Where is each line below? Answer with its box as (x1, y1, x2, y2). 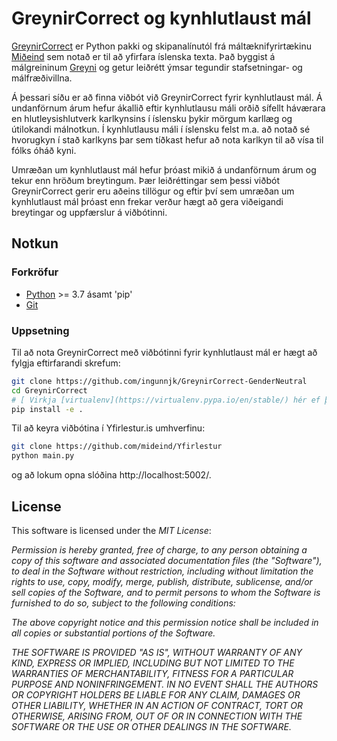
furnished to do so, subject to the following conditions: (11, 597, 236, 609)
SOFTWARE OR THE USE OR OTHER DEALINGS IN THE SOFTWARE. (11, 720, 292, 732)
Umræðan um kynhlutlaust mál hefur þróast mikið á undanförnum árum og (11, 163, 317, 176)
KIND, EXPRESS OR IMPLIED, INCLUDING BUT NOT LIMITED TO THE (11, 657, 295, 669)
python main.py (11, 451, 75, 461)
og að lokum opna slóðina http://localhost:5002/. (11, 469, 212, 481)
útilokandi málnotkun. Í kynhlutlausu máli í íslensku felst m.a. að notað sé (11, 123, 311, 135)
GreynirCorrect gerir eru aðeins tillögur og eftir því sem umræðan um (11, 185, 295, 197)
